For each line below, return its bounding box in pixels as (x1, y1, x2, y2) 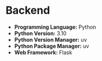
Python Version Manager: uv (14, 36, 87, 43)
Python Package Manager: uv (14, 42, 89, 50)
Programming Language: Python (14, 23, 97, 30)
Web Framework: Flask (14, 48, 73, 56)
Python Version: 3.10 (14, 29, 67, 36)
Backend (5, 4, 50, 17)
